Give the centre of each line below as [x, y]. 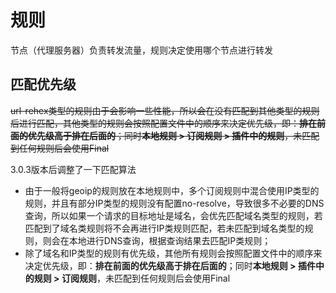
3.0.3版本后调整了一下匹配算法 [73, 169]
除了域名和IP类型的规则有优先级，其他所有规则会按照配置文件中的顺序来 [173, 253]
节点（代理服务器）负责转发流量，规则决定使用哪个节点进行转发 [141, 50]
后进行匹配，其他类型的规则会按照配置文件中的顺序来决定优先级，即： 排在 [163, 123]
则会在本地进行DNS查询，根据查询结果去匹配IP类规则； [157, 240]
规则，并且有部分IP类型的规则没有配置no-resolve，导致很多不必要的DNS [174, 203]
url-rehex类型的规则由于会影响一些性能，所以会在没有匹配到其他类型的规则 [165, 110]
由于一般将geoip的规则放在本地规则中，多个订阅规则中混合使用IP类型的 [172, 190]
